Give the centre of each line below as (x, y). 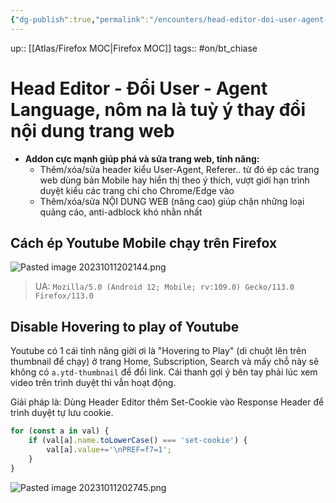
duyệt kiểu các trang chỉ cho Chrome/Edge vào (137, 190)
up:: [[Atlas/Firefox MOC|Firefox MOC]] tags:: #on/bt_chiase (134, 48)
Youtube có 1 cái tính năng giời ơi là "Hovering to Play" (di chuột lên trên (158, 351)
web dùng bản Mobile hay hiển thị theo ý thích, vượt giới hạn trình (174, 180)
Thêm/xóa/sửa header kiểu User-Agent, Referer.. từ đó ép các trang (179, 169)
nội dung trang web (92, 130)
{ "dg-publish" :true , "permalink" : (80, 19)
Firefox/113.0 (64, 296)
